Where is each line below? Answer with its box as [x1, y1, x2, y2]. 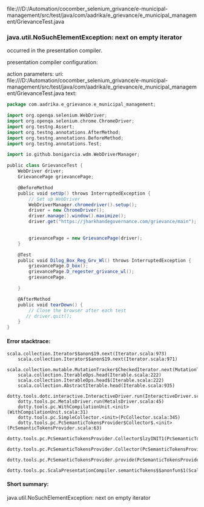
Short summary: [7, 480, 49, 488]
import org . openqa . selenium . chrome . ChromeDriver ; [7, 118, 135, 124]
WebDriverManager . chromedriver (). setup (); [28, 201, 137, 208]
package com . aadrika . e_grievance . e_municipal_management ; [7, 101, 156, 108]
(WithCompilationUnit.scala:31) [7, 409, 88, 415]
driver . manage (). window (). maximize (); [28, 213, 127, 219]
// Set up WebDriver [28, 196, 81, 202]
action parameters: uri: [7, 70, 64, 78]
